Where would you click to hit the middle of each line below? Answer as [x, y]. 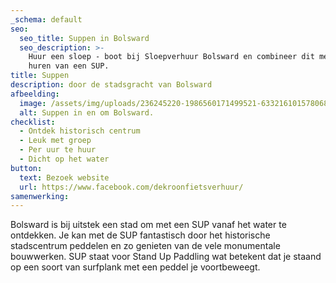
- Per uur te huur [58, 150]
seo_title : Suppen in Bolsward [84, 38]
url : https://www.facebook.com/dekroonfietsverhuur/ [131, 187]
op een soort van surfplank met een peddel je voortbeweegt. [135, 267]
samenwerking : [40, 196]
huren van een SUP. [69, 66]
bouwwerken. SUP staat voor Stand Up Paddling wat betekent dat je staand [166, 257]
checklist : [33, 122]
